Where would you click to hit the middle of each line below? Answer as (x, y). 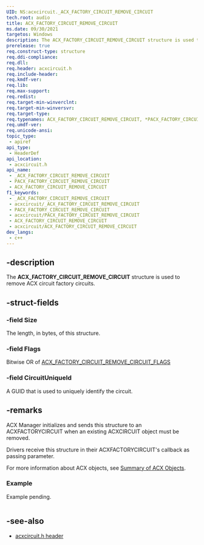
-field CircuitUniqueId (39, 378)
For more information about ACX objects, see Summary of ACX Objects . (96, 468)
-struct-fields (32, 302)
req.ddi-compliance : (32, 57)
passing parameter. (30, 456)
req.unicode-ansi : (29, 131)
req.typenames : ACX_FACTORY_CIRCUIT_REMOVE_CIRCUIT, (74, 119)
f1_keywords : (23, 193)
